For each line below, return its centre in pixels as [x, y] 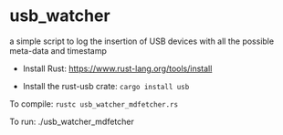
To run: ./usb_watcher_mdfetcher [72, 121]
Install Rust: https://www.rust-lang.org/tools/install [117, 68]
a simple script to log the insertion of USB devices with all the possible [142, 41]
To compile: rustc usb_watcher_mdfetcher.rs [94, 104]
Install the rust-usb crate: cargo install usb [106, 86]
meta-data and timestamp [58, 50]
